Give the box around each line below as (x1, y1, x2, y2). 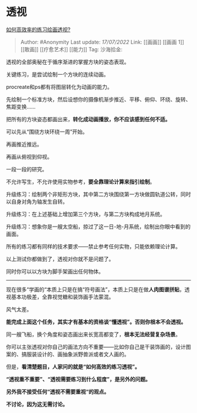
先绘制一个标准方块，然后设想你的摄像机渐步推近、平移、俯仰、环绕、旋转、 (6, 95, 191, 103)
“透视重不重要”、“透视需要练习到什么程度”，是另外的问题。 (6, 375, 151, 382)
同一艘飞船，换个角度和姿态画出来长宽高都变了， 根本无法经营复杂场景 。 (6, 331, 181, 338)
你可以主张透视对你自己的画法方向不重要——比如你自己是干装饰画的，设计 (6, 343, 186, 350)
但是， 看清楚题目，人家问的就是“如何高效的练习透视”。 (6, 363, 141, 370)
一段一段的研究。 (6, 165, 47, 172)
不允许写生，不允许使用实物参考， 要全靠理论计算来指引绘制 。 (6, 178, 155, 185)
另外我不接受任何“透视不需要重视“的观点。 (6, 388, 110, 395)
